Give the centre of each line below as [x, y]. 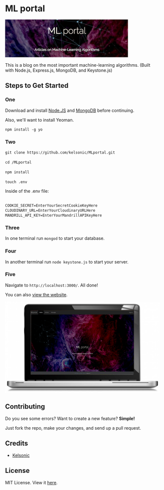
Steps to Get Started [37, 86]
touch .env [16, 182]
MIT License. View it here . [31, 482]
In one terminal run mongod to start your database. [55, 238]
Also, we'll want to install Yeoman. [40, 120]
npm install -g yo [24, 129]
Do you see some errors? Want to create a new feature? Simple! [70, 418]
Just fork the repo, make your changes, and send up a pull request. [73, 428]
